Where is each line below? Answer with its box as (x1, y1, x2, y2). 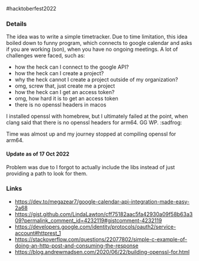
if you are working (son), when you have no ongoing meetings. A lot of (6, 46, 178, 53)
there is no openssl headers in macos (14, 101, 107, 108)
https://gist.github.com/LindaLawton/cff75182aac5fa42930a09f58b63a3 (14, 210, 193, 218)
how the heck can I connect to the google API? (14, 63, 129, 70)
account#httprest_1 (14, 229, 61, 236)
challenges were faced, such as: (6, 52, 85, 59)
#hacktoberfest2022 (6, 5, 57, 12)
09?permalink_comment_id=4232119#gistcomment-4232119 (14, 217, 162, 224)
